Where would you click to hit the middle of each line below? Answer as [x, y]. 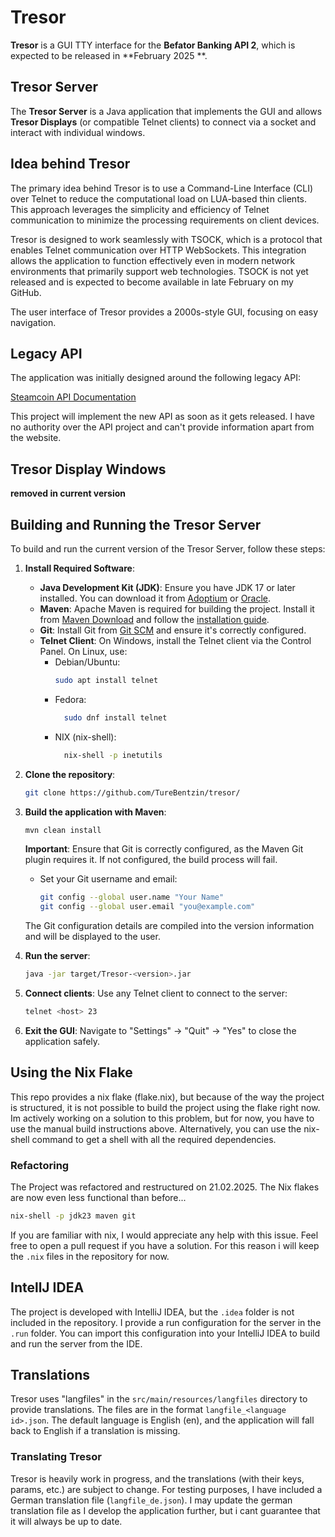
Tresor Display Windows [88, 469]
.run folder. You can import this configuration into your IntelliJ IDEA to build [165, 1333]
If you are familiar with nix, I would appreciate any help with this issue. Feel [164, 1235]
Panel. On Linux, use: [83, 651]
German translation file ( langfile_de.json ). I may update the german [151, 1500]
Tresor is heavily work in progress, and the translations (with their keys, [157, 1478]
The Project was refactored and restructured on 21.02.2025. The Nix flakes [165, 1187]
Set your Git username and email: [108, 879]
